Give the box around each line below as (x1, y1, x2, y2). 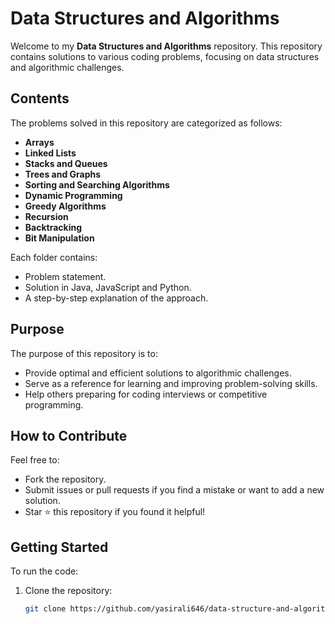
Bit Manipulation (24, 232, 95, 244)
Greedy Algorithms (24, 200, 107, 212)
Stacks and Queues (24, 157, 108, 169)
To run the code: (10, 565, 79, 577)
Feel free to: (10, 454, 60, 466)
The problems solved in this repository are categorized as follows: (10, 117, 283, 129)
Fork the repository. (24, 473, 107, 486)
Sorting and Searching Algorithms (24, 178, 170, 191)
